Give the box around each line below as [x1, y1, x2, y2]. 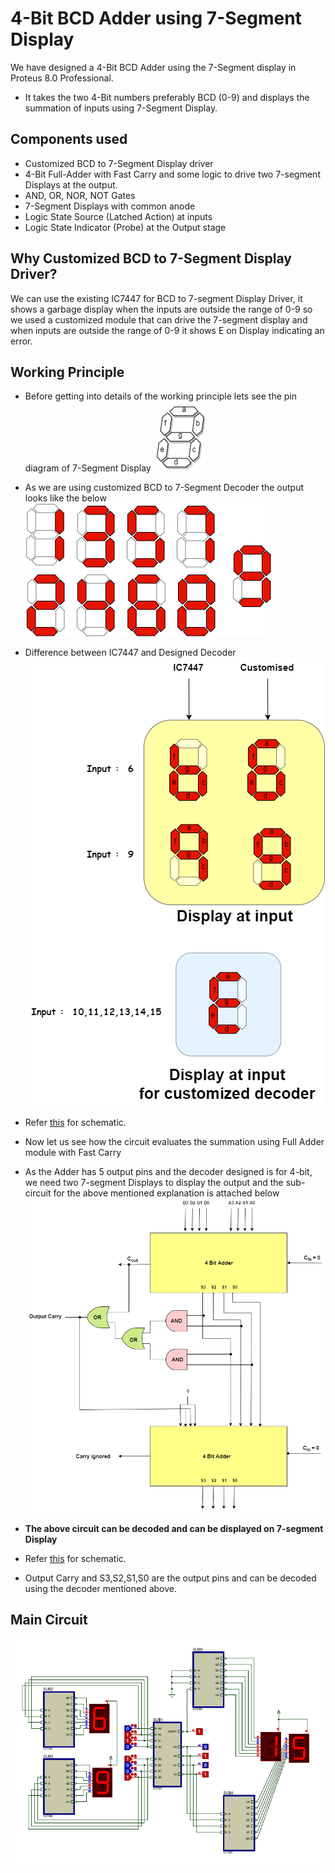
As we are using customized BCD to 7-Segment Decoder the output [24, 482, 305, 494]
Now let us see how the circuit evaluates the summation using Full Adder [24, 1136, 325, 1148]
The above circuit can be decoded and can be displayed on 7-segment [24, 1523, 324, 1535]
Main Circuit [10, 1612, 88, 1629]
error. [10, 335, 33, 347]
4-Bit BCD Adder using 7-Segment [10, 7, 302, 30]
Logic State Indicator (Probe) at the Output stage [24, 221, 227, 233]
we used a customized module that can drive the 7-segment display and [10, 313, 308, 326]
